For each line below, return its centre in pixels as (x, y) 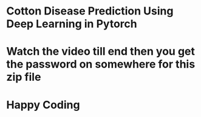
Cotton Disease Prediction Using (90, 11)
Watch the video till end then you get (101, 52)
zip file (24, 77)
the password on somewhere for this (101, 64)
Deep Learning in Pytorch (72, 24)
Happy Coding (43, 105)
